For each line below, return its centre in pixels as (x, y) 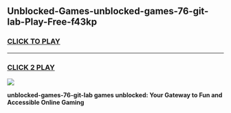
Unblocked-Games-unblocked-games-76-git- (108, 11)
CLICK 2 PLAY (31, 67)
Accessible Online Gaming (46, 102)
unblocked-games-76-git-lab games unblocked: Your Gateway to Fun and (115, 95)
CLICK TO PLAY (34, 42)
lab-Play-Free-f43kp (52, 22)
